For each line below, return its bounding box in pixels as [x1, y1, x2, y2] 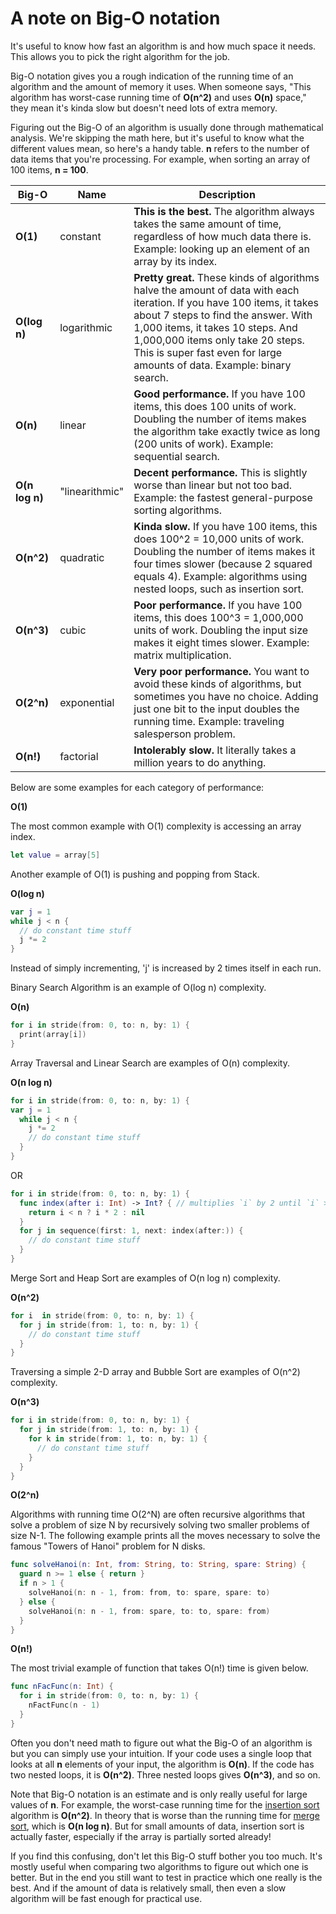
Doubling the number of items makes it [133, 544, 316, 558]
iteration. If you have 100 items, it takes [133, 295, 320, 309]
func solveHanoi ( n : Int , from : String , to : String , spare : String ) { [10, 1560, 307, 1570]
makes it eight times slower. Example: [133, 635, 310, 649]
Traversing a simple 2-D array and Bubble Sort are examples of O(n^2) [10, 1366, 301, 1378]
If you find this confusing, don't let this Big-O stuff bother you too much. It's [10, 1850, 323, 1862]
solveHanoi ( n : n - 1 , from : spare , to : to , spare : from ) [28, 1606, 271, 1616]
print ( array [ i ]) [19, 1030, 87, 1040]
